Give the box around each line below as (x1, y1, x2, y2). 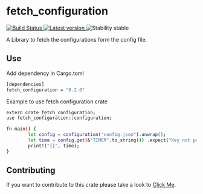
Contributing (6, 165, 56, 176)
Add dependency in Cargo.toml (6, 70, 85, 77)
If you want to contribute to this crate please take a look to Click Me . (6, 181, 176, 189)
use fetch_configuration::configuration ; (6, 115, 112, 121)
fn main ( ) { (6, 126, 36, 132)
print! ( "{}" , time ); (28, 143, 80, 149)
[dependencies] (6, 81, 45, 87)
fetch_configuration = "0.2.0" (6, 86, 85, 93)
